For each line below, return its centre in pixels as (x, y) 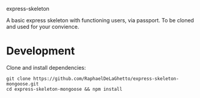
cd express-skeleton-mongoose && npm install (64, 89)
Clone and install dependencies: (46, 67)
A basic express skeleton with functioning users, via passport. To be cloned (100, 20)
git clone (19, 78)
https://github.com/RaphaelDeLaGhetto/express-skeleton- (106, 78)
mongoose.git (23, 84)
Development (41, 51)
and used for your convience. (43, 27)
